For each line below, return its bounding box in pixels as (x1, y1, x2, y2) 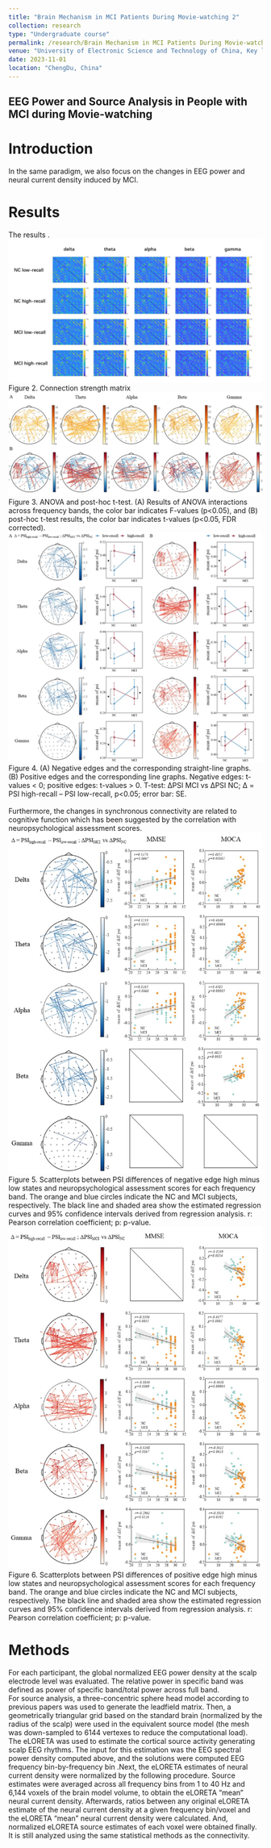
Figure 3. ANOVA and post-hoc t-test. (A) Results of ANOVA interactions (8, 497, 248, 507)
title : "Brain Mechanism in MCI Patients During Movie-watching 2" (8, 13, 240, 21)
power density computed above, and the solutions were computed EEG (8, 1753, 245, 1762)
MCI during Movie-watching (8, 107, 153, 121)
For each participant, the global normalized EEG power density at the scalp (8, 1667, 257, 1677)
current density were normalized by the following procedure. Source (8, 1771, 236, 1780)
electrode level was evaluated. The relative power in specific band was (8, 1676, 244, 1686)
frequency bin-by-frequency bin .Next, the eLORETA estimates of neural (8, 1762, 248, 1771)
